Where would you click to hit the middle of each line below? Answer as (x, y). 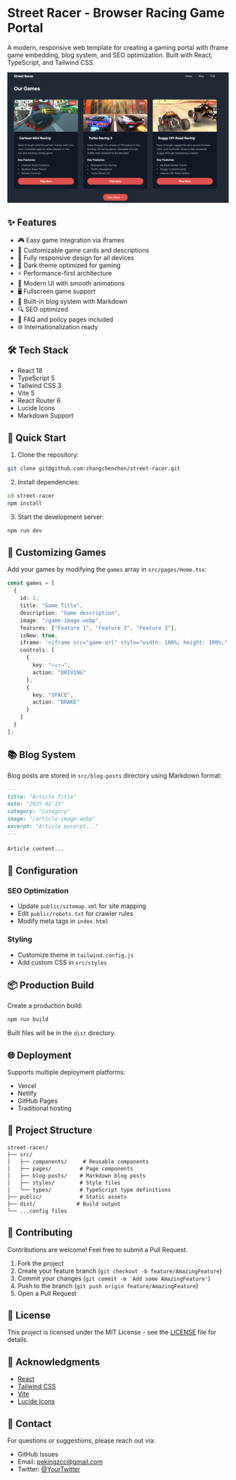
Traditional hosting (44, 1108)
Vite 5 (26, 393)
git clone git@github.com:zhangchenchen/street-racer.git (94, 469)
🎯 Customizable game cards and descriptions (83, 250)
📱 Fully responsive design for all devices (76, 257)
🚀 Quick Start (37, 438)
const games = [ (31, 583)
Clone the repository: (48, 455)
